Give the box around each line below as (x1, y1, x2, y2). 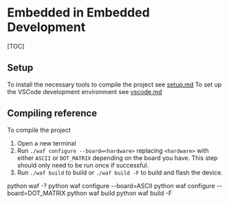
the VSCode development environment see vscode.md (7, 87, 163, 95)
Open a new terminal (17, 139, 77, 147)
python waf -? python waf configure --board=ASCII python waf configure (7, 181, 215, 190)
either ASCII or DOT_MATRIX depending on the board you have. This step (17, 153, 218, 162)
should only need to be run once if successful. (17, 161, 149, 169)
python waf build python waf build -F (67, 189, 173, 197)
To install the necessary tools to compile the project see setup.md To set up (7, 80, 222, 89)
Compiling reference (7, 108, 98, 120)
